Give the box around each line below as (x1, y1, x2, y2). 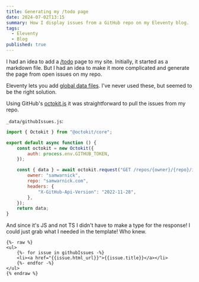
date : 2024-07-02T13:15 (6, 14, 65, 20)
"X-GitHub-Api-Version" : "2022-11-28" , (37, 189, 136, 195)
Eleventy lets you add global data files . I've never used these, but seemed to (6, 82, 192, 89)
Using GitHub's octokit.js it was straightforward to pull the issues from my (6, 100, 186, 107)
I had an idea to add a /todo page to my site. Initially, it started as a (6, 57, 168, 65)
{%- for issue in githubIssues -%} (17, 250, 105, 256)
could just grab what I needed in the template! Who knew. (6, 228, 147, 235)
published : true (6, 42, 46, 48)
